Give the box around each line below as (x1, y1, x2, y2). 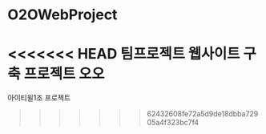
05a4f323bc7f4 (147, 118, 199, 128)
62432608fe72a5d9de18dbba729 (147, 109, 259, 119)
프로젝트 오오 (23, 65, 105, 83)
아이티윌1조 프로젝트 (7, 93, 71, 103)
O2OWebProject (7, 6, 118, 24)
